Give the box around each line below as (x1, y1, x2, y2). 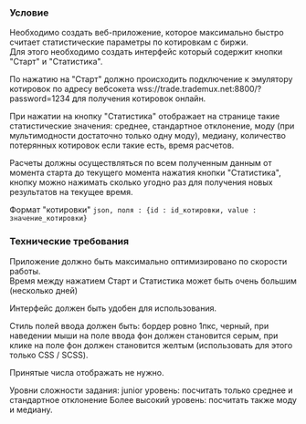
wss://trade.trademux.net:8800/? (136, 84, 262, 95)
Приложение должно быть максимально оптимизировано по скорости (9, 255, 288, 266)
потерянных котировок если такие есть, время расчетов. (9, 140, 235, 151)
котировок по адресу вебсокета (9, 84, 135, 95)
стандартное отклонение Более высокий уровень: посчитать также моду (9, 394, 297, 405)
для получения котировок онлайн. (71, 93, 206, 104)
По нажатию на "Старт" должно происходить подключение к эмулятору (9, 74, 293, 85)
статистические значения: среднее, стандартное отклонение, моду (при (9, 120, 295, 131)
